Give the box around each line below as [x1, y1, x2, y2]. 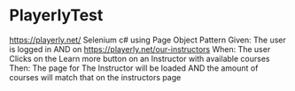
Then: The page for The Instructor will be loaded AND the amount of [9, 63, 259, 73]
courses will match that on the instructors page [9, 72, 182, 82]
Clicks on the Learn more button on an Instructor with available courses [9, 53, 270, 64]
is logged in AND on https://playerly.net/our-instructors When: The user [9, 43, 271, 54]
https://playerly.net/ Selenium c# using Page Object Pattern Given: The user [9, 34, 286, 45]
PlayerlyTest [9, 5, 104, 26]
